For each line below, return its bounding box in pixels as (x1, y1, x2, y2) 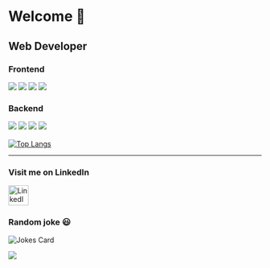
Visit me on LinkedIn (8, 167, 90, 178)
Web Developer (8, 39, 88, 53)
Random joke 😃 (8, 216, 71, 228)
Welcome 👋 (8, 7, 86, 26)
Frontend (8, 64, 45, 75)
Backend (8, 102, 44, 113)
